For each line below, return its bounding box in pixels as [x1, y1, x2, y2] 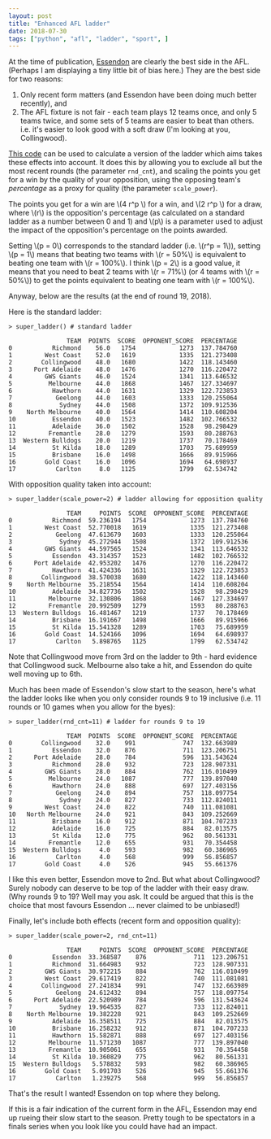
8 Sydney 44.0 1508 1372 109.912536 [8, 401, 238, 409]
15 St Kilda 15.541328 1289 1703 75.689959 [8, 623, 249, 631]
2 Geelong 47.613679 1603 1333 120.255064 [8, 530, 249, 539]
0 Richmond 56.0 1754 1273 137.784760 [8, 344, 238, 352]
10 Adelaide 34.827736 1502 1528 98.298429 [8, 587, 249, 596]
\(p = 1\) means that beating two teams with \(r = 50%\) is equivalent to [8, 250, 247, 260]
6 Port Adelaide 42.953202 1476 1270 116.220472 [8, 559, 249, 568]
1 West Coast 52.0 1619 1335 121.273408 [8, 351, 238, 360]
